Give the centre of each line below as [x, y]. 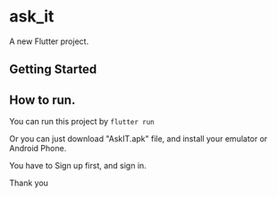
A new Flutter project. [49, 41]
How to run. [42, 100]
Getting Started [53, 69]
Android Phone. [38, 149]
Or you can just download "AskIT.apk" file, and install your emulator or [138, 139]
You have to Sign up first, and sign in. [78, 166]
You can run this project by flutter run [82, 122]
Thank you [29, 183]
